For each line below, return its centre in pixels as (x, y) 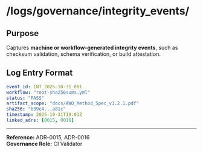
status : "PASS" (25, 98)
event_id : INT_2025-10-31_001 (44, 87)
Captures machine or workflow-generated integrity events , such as (92, 47)
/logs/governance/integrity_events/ (98, 11)
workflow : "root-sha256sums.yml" (48, 92)
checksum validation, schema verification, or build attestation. (84, 54)
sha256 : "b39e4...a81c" (36, 109)
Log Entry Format (40, 73)
